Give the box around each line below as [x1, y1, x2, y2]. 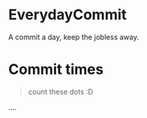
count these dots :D [27, 87, 94, 96]
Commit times [8, 60, 104, 79]
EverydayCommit [8, 6, 127, 24]
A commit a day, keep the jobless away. [8, 32, 139, 42]
